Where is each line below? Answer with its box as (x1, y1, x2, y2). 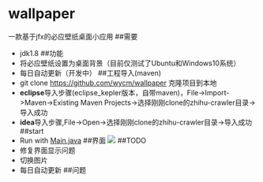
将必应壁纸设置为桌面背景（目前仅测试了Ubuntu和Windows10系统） (19, 58, 241, 68)
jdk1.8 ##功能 (19, 48, 64, 58)
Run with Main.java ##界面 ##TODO (19, 136, 147, 145)
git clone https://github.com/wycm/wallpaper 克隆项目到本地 (19, 78, 217, 87)
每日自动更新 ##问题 (19, 165, 87, 174)
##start (19, 126, 44, 136)
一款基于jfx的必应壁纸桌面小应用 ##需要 (8, 32, 138, 41)
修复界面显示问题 (19, 145, 76, 154)
